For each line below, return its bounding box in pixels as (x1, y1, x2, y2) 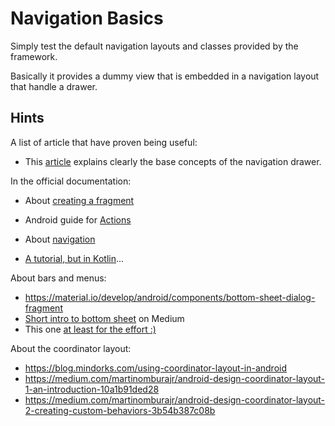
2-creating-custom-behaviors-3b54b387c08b (24, 404, 216, 416)
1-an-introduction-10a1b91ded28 (24, 383, 160, 395)
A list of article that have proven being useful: (10, 136, 198, 148)
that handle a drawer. (10, 80, 98, 92)
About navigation (24, 233, 96, 245)
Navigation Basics (10, 7, 164, 30)
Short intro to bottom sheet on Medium (24, 312, 185, 324)
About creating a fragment (24, 194, 135, 206)
